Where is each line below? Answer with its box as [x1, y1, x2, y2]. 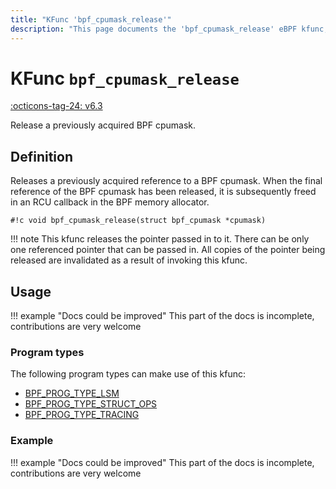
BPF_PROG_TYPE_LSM [24, 387, 120, 400]
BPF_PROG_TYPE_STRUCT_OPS [24, 398, 158, 410]
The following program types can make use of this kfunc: [10, 368, 246, 380]
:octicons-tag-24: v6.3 [10, 100, 103, 112]
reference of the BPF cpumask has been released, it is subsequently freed [10, 186, 317, 198]
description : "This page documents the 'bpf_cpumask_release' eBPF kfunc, [10, 24, 329, 34]
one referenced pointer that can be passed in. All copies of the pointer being [10, 244, 326, 256]
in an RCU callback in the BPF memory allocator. [10, 196, 210, 208]
